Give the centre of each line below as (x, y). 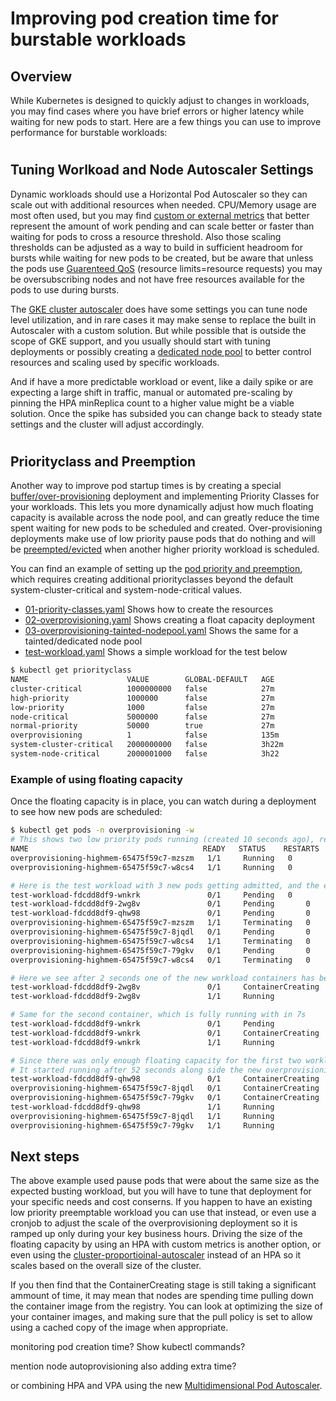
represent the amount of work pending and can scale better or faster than (162, 226)
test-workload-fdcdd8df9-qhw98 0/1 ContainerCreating (165, 1079)
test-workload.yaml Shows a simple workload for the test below (156, 652)
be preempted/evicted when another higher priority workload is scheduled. (165, 549)
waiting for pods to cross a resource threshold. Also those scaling (146, 236)
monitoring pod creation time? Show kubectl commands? (128, 1347)
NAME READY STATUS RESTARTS (165, 849)
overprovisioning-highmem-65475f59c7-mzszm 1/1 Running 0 (151, 858)
